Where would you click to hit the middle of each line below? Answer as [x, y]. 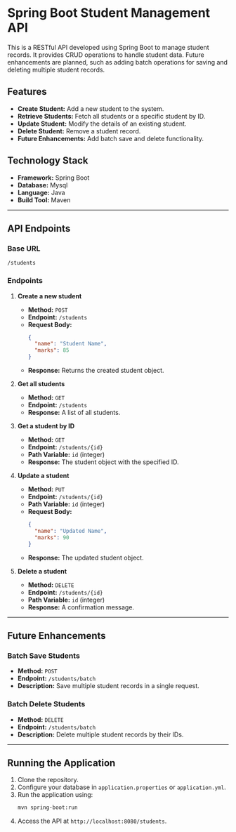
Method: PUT [46, 489]
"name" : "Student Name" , [71, 344]
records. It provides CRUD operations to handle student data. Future [106, 55]
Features [27, 92]
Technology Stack [48, 160]
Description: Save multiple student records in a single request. [109, 686]
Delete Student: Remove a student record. [79, 131]
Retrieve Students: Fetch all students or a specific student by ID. [111, 116]
